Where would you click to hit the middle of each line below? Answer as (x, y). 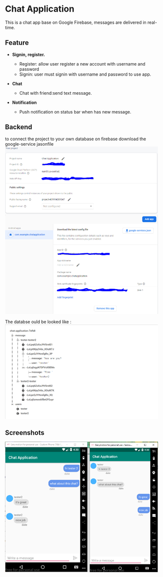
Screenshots (25, 433)
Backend (19, 127)
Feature (17, 43)
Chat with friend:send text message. (56, 93)
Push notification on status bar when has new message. (75, 112)
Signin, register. (28, 54)
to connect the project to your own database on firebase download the (76, 139)
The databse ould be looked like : (38, 322)
